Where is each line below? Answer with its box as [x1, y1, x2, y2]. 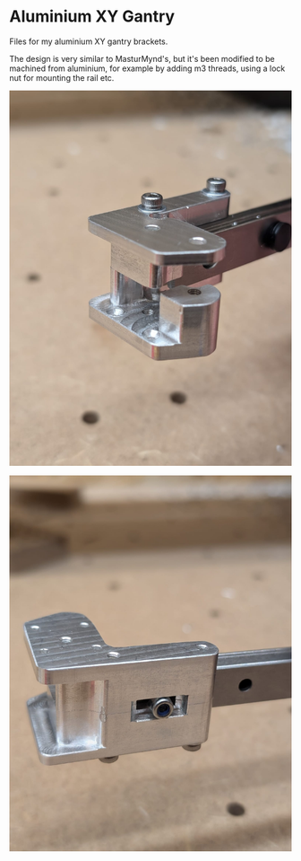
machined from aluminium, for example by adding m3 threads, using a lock [9, 63, 286, 74]
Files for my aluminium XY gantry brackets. [9, 36, 168, 47]
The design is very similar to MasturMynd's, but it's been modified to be [9, 53, 275, 64]
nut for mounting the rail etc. [9, 72, 115, 83]
